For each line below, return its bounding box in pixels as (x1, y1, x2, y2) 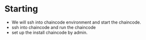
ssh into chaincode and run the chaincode (11, 24, 96, 30)
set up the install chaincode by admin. (11, 29, 88, 35)
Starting (4, 3, 38, 14)
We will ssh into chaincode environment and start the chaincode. (11, 19, 141, 25)
